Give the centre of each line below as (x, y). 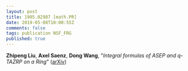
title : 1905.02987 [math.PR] (41, 17)
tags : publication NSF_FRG (39, 33)
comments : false (26, 28)
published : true (26, 39)
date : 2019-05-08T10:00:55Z (40, 22)
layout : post (22, 11)
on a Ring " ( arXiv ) (45, 62)
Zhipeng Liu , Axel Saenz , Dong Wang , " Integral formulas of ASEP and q (93, 55)
